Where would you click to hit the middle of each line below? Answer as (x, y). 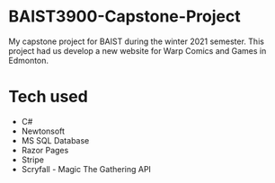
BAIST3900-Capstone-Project (124, 17)
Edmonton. (29, 60)
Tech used (49, 97)
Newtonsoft (43, 131)
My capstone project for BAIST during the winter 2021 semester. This (136, 41)
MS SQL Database (55, 140)
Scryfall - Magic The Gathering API (86, 169)
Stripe (32, 160)
